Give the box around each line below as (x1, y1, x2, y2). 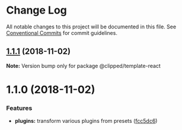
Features (6, 104, 33, 112)
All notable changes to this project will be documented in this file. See (6, 23, 177, 30)
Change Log (6, 4, 67, 17)
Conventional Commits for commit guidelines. (6, 29, 117, 36)
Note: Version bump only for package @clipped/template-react (6, 62, 161, 69)
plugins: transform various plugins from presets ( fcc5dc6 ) (14, 118, 158, 125)
